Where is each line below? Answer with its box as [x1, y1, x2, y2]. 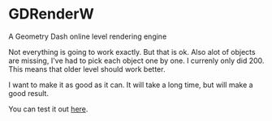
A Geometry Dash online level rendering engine [8, 31, 167, 41]
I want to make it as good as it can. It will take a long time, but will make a [8, 80, 253, 90]
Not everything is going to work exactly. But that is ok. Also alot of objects [8, 47, 256, 56]
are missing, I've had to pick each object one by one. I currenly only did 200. [8, 56, 265, 65]
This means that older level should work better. [8, 64, 166, 73]
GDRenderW [8, 5, 95, 23]
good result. [8, 88, 49, 98]
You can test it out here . [8, 104, 89, 114]
